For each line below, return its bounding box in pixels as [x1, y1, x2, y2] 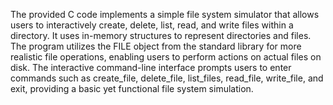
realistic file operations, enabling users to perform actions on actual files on [10, 51, 322, 63]
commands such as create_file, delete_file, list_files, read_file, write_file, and [10, 72, 324, 84]
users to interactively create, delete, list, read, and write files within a [10, 19, 294, 31]
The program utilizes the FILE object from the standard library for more [10, 40, 302, 52]
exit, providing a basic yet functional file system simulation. [10, 83, 254, 94]
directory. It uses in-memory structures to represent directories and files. [10, 30, 312, 41]
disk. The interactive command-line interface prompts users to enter [10, 62, 292, 73]
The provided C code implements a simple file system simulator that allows [10, 9, 320, 20]
